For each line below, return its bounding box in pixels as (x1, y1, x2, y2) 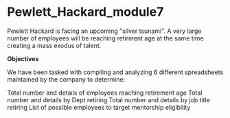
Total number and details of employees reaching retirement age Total (7, 88, 203, 97)
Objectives (7, 54, 39, 62)
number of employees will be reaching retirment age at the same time (7, 34, 204, 42)
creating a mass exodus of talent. (7, 41, 102, 49)
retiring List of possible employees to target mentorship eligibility (7, 103, 191, 111)
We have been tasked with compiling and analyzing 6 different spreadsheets (7, 68, 224, 76)
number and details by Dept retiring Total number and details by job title (7, 95, 211, 104)
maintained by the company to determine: (7, 75, 126, 83)
